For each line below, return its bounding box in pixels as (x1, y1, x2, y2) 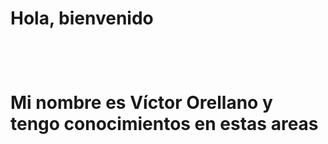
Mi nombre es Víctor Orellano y (10, 92, 273, 114)
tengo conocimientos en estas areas (10, 113, 319, 136)
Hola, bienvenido (10, 7, 154, 30)
